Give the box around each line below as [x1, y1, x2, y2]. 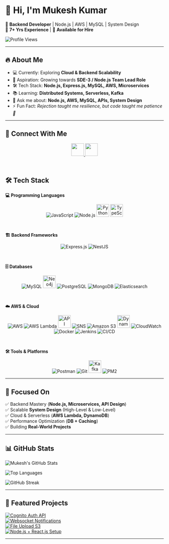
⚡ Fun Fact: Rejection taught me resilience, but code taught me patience [12, 103, 162, 109]
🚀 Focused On [5, 388, 50, 396]
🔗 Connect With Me [5, 130, 67, 138]
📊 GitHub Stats [5, 444, 54, 453]
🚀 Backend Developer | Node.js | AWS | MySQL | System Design [5, 21, 139, 27]
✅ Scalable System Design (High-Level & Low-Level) [5, 407, 116, 413]
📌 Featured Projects [5, 499, 68, 508]
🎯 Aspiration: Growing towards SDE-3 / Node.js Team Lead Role [12, 77, 146, 83]
